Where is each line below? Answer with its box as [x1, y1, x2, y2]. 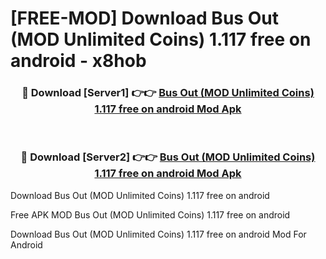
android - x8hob [10, 50, 147, 72]
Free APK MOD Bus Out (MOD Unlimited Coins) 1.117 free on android [10, 208, 291, 221]
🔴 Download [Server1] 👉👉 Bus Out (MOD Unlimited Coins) [21, 86, 315, 100]
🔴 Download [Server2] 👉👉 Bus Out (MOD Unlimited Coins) [20, 150, 316, 164]
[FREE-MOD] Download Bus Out [10, 7, 279, 30]
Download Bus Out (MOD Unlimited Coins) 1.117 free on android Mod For [10, 228, 307, 240]
